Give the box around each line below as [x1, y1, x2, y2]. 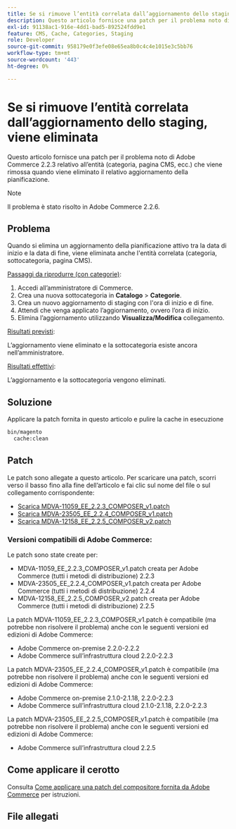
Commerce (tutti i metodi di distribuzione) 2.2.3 [17, 572, 155, 580]
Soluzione [7, 396, 53, 408]
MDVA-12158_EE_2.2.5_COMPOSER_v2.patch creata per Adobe [17, 594, 200, 603]
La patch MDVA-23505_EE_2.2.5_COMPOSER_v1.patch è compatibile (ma [7, 715, 219, 723]
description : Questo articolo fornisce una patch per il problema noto [7, 17, 221, 24]
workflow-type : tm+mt [7, 50, 71, 57]
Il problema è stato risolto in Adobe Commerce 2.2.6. [7, 202, 160, 211]
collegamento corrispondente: [7, 488, 95, 497]
